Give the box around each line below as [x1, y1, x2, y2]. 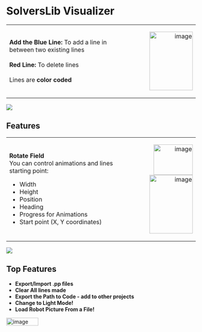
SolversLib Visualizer [6, 4, 115, 18]
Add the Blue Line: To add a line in [9, 38, 107, 46]
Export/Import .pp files [14, 280, 74, 287]
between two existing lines [9, 45, 85, 54]
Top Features [6, 264, 57, 274]
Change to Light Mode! [14, 299, 74, 306]
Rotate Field [9, 152, 44, 160]
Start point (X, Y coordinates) [19, 218, 102, 226]
